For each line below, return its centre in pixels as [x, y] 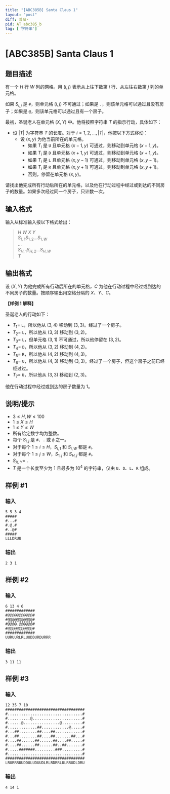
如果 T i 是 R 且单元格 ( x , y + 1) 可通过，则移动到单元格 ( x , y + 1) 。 [94, 168]
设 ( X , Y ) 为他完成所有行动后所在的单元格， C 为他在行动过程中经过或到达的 [83, 286]
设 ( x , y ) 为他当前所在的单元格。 [53, 139]
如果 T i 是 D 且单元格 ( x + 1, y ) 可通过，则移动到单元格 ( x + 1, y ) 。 [94, 153]
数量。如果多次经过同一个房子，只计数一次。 [60, 192]
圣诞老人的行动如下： [27, 314]
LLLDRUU [13, 539]
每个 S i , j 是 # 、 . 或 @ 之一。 [41, 440]
